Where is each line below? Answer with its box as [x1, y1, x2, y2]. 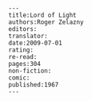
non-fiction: [8, 67, 52, 75]
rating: [8, 46, 34, 54]
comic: [8, 74, 30, 82]
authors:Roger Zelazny [8, 18, 84, 26]
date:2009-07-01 [8, 39, 62, 47]
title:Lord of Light [8, 11, 78, 19]
